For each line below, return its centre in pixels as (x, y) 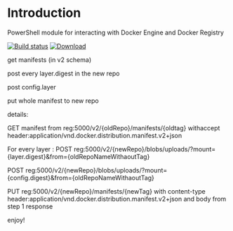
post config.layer (32, 87)
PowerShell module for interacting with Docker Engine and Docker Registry (116, 32)
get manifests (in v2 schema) (49, 60)
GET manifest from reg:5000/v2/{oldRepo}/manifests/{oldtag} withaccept (114, 127)
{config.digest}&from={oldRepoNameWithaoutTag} (81, 177)
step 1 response (30, 206)
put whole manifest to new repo (53, 101)
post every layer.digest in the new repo (64, 73)
